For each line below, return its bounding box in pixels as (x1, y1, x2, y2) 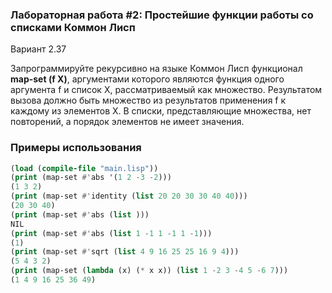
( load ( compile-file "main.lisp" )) (10, 163, 159, 173)
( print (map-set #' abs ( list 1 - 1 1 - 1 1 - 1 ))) (10, 228, 213, 238)
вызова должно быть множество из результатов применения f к (10, 94, 287, 107)
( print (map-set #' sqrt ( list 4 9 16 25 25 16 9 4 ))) (10, 247, 240, 257)
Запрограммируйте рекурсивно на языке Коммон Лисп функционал (10, 63, 303, 75)
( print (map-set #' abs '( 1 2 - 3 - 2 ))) (10, 173, 172, 183)
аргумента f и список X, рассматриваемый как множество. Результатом (10, 84, 323, 96)
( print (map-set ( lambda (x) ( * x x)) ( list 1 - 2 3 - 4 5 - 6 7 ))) (10, 266, 289, 276)
